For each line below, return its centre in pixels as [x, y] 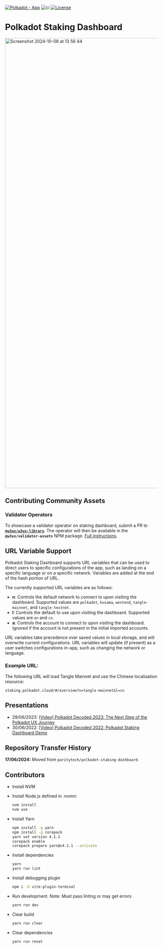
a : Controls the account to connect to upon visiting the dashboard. [78, 623]
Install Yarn [23, 819]
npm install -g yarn [33, 828]
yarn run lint [26, 869]
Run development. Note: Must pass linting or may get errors [72, 896]
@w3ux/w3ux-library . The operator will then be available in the [66, 530]
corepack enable [28, 841]
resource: [15, 681]
